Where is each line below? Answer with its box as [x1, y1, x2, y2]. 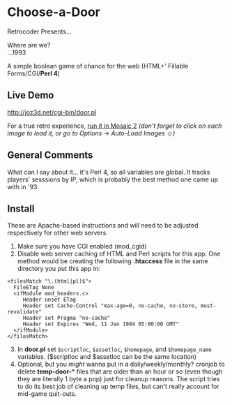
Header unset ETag [22, 296, 77, 304]
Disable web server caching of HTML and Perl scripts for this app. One [17, 249, 221, 258]
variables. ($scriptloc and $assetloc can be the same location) [17, 353, 197, 361]
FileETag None [13, 284, 54, 291]
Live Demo [7, 89, 54, 101]
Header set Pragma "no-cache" [22, 315, 111, 322]
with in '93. [7, 182, 40, 191]
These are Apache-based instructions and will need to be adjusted [7, 221, 199, 230]
